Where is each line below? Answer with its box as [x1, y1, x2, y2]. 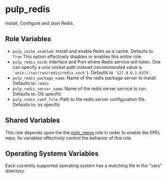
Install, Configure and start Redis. [5, 20, 74, 26]
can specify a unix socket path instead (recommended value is [12, 64, 142, 70]
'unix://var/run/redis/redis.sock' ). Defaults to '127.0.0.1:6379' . [12, 69, 152, 75]
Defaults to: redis [12, 80, 49, 86]
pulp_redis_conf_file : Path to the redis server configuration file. [12, 96, 146, 102]
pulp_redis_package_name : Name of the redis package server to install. [12, 74, 157, 81]
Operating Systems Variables [5, 149, 99, 158]
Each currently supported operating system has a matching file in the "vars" [5, 162, 162, 169]
